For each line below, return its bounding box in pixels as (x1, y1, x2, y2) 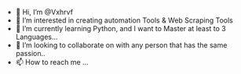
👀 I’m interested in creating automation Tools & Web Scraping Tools (15, 16, 233, 25)
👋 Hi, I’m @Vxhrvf (15, 8, 73, 16)
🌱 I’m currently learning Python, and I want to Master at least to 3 (15, 24, 226, 33)
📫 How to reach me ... (15, 58, 89, 66)
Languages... (15, 32, 58, 41)
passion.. (15, 49, 46, 58)
